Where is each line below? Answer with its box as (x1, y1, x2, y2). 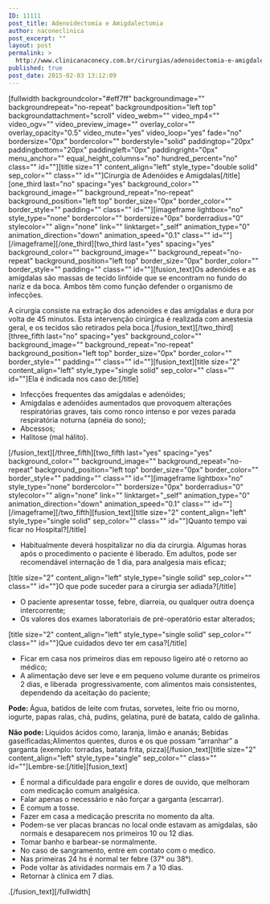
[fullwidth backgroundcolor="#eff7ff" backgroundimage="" (8, 93, 205, 103)
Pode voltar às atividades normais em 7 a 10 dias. (19, 862, 184, 872)
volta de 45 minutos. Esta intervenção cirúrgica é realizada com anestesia (8, 314, 253, 324)
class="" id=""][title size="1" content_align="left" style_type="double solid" (8, 162, 259, 171)
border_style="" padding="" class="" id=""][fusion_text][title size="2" (8, 357, 240, 366)
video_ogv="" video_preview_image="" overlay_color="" (8, 119, 195, 129)
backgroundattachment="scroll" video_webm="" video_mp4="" (8, 110, 220, 121)
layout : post (8, 42, 52, 50)
